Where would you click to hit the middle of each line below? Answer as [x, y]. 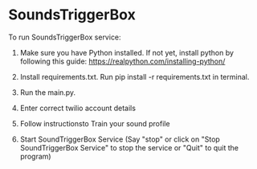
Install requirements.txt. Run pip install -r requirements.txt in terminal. [135, 76]
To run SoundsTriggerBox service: [65, 37]
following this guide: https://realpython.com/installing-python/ [122, 61]
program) [35, 156]
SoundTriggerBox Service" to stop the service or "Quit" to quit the [129, 147]
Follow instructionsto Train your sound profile [95, 123]
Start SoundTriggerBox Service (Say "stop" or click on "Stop [120, 139]
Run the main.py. [48, 92]
